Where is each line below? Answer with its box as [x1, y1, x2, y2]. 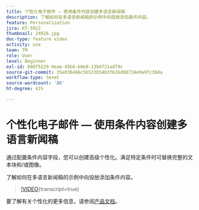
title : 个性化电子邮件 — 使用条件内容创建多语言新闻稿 [6, 8, 126, 15]
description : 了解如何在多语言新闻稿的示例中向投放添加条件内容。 [6, 14, 151, 20]
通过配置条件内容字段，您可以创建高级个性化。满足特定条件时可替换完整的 [6, 153, 188, 160]
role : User [6, 53, 33, 59]
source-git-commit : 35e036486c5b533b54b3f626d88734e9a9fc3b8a [6, 69, 163, 75]
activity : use [6, 42, 41, 48]
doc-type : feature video [6, 36, 68, 42]
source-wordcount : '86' [6, 80, 65, 86]
